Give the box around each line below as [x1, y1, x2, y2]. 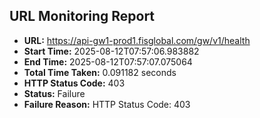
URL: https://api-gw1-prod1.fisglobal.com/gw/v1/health [23, 34, 251, 46]
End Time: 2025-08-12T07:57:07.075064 [23, 55, 193, 68]
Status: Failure [23, 87, 86, 99]
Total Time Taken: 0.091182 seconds [23, 66, 177, 78]
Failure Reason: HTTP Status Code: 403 [23, 98, 191, 110]
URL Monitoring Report [9, 8, 156, 25]
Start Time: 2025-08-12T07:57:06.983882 [23, 45, 200, 57]
